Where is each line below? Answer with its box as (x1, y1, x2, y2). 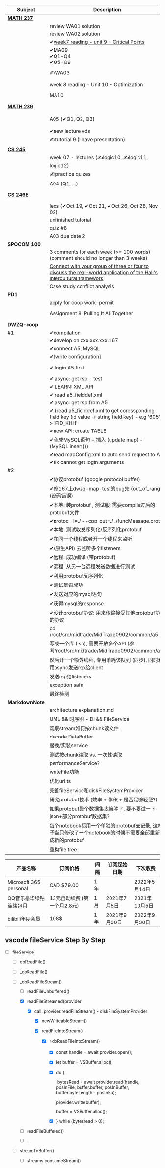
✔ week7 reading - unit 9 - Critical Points (49, 39, 145, 45)
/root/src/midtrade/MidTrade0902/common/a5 (49, 631, 159, 638)
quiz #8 (49, 225, 67, 231)
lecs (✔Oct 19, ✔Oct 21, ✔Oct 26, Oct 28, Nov (49, 203, 158, 209)
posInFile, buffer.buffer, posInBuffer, (56, 1084, 129, 1090)
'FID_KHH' (54, 420, 78, 426)
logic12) (49, 162, 69, 169)
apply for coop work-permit (49, 299, 114, 306)
